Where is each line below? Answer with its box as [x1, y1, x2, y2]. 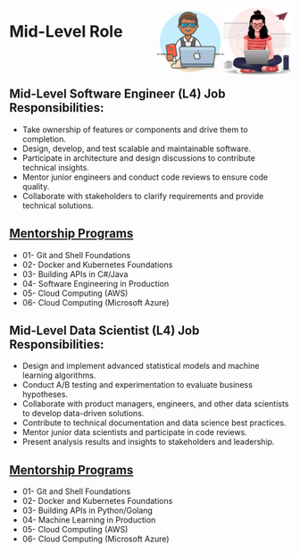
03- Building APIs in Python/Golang [21, 505, 154, 516]
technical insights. [21, 162, 89, 172]
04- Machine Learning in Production [21, 515, 156, 525]
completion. [21, 133, 67, 144]
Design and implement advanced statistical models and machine [21, 361, 260, 372]
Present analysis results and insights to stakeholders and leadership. [21, 437, 275, 448]
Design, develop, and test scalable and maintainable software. [21, 143, 252, 154]
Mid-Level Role [9, 21, 123, 42]
